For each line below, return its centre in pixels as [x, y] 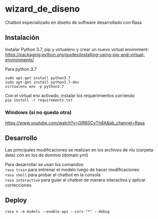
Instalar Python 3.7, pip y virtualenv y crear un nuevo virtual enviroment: [77, 49]
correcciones [18, 185]
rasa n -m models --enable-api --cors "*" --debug [57, 211]
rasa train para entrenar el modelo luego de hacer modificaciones [72, 169]
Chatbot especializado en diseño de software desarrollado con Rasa [73, 22]
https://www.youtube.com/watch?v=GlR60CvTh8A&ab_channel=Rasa [75, 123]
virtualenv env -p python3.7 [35, 86]
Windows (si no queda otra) [38, 112]
